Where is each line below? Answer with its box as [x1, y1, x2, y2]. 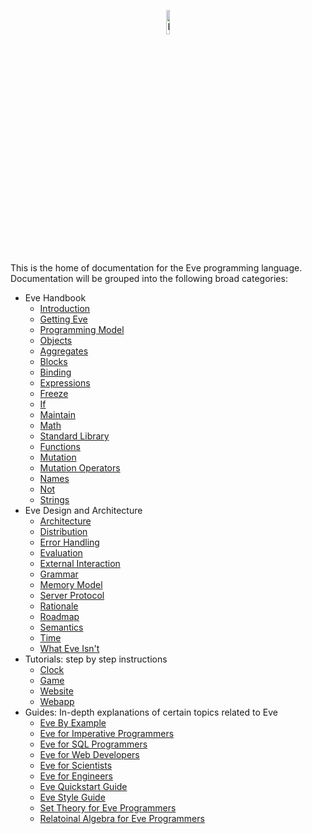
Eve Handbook [24, 292, 87, 304]
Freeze [39, 388, 69, 399]
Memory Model [39, 579, 103, 590]
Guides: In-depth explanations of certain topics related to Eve [24, 706, 278, 718]
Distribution [39, 526, 88, 537]
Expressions [39, 377, 91, 389]
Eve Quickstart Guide [39, 781, 128, 792]
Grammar [39, 568, 79, 580]
